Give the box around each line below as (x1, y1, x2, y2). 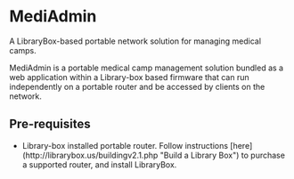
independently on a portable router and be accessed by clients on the (9, 81, 265, 92)
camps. (9, 45, 37, 55)
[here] (230, 140, 253, 151)
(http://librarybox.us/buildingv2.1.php (21, 150, 159, 160)
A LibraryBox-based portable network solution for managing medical (9, 36, 261, 46)
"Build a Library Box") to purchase (159, 150, 285, 160)
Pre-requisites (9, 117, 91, 132)
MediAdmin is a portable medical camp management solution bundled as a (9, 62, 283, 73)
